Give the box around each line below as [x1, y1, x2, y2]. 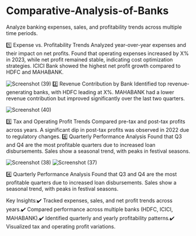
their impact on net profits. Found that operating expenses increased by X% [6, 50, 189, 57]
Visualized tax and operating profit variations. [6, 223, 116, 230]
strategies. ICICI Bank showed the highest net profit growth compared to [6, 62, 181, 69]
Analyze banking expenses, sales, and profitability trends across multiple [6, 23, 183, 30]
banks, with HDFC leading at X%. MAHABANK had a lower [33, 88, 174, 95]
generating [6, 88, 33, 95]
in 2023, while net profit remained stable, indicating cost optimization [6, 56, 173, 63]
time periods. [6, 29, 38, 36]
